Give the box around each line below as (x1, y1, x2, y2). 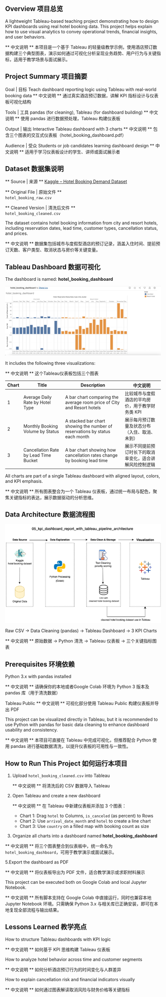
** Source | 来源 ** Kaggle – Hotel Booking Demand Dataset (5, 178, 127, 184)
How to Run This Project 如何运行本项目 (5, 759, 127, 768)
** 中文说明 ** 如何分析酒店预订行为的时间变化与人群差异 (5, 966, 122, 972)
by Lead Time (23, 452, 51, 458)
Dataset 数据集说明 (5, 165, 64, 173)
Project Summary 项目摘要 (5, 72, 87, 81)
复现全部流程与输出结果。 (9, 907, 62, 913)
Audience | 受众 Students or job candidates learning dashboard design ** (5, 142, 155, 148)
